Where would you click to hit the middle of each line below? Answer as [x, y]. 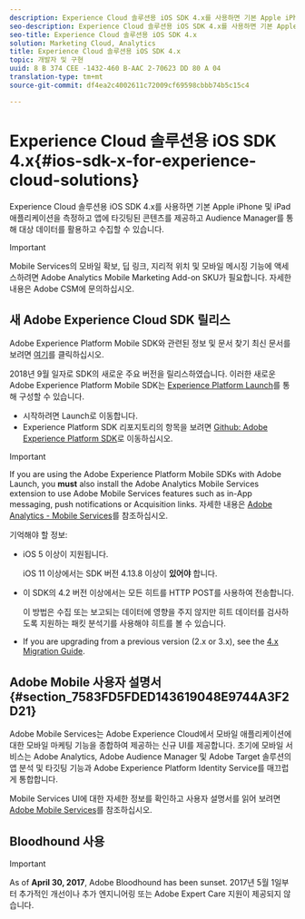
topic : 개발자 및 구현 [47, 60]
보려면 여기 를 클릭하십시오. [57, 355]
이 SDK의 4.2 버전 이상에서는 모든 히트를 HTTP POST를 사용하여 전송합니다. [158, 593]
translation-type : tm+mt [56, 77]
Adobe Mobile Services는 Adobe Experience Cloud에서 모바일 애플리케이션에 [151, 734]
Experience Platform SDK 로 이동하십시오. [98, 439]
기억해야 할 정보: [39, 535]
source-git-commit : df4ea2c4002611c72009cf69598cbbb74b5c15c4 [129, 85]
